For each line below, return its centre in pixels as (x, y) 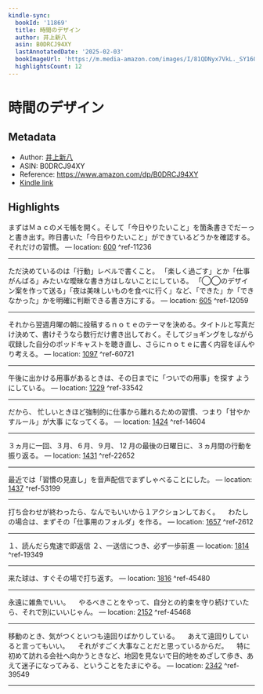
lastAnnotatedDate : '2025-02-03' (70, 52)
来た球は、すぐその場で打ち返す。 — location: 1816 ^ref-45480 (109, 578)
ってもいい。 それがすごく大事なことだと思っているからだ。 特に (140, 645)
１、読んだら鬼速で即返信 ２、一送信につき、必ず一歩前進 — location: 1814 (129, 546)
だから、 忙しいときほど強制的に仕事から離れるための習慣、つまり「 (119, 411)
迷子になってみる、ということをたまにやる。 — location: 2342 (122, 665)
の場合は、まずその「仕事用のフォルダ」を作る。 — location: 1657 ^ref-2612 (131, 521)
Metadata (32, 137)
